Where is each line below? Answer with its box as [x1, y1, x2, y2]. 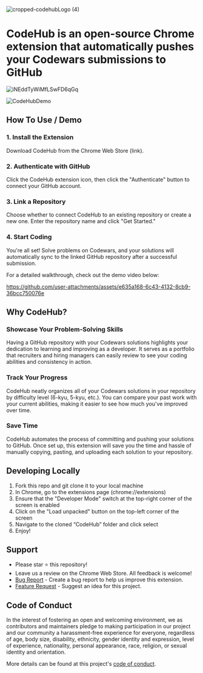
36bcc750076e [6, 289, 44, 296]
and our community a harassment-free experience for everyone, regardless [6, 629, 195, 637]
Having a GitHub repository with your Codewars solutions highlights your [6, 339, 188, 346]
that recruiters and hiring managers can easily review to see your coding [6, 352, 188, 359]
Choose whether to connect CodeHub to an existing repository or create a [6, 211, 192, 218]
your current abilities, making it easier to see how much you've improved [6, 400, 188, 407]
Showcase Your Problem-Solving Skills [6, 325, 123, 333]
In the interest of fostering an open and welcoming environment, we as [6, 616, 183, 624]
